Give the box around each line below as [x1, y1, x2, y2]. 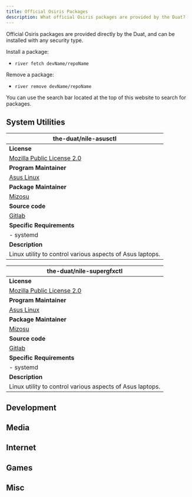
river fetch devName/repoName [14, 60, 90, 67]
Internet [6, 443, 37, 453]
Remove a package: [6, 71, 54, 78]
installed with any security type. [6, 37, 84, 44]
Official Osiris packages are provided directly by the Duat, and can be [6, 30, 175, 37]
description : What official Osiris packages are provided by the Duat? [6, 14, 186, 20]
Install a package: [6, 48, 49, 55]
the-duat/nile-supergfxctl [47, 267, 123, 275]
